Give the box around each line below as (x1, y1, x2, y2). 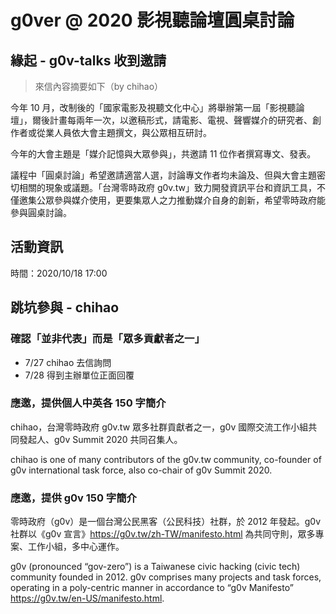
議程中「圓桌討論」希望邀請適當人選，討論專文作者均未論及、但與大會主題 (10, 169, 317, 181)
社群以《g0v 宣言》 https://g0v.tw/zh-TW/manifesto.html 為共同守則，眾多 (10, 528, 316, 540)
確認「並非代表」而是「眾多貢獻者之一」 (10, 332, 205, 346)
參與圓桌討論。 (10, 207, 72, 218)
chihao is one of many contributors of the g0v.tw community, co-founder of (10, 453, 322, 465)
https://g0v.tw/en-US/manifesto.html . (10, 592, 165, 605)
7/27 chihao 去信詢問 (24, 356, 112, 368)
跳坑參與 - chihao (10, 299, 120, 316)
